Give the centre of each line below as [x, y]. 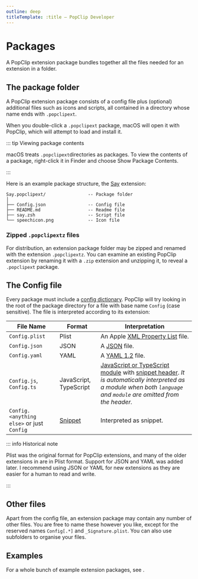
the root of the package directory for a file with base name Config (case [93, 306]
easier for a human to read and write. [51, 474]
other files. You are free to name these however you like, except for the [92, 525]
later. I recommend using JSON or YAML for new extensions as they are [93, 468]
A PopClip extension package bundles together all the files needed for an [95, 62]
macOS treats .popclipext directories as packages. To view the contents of [97, 154]
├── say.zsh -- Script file [66, 215]
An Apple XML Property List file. [145, 337]
